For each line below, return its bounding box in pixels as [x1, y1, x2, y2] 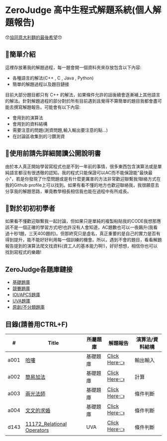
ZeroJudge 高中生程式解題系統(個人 [5, 4, 153, 16]
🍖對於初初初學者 [5, 204, 56, 213]
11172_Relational [25, 420, 67, 427]
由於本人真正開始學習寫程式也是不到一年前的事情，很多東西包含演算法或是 [5, 163, 158, 169]
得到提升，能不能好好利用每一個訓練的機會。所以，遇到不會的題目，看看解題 [5, 237, 162, 243]
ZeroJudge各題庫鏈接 [5, 265, 73, 274]
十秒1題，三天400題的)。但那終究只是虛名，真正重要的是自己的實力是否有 [9, 230, 161, 236]
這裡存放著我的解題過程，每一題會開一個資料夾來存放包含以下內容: [5, 64, 142, 70]
